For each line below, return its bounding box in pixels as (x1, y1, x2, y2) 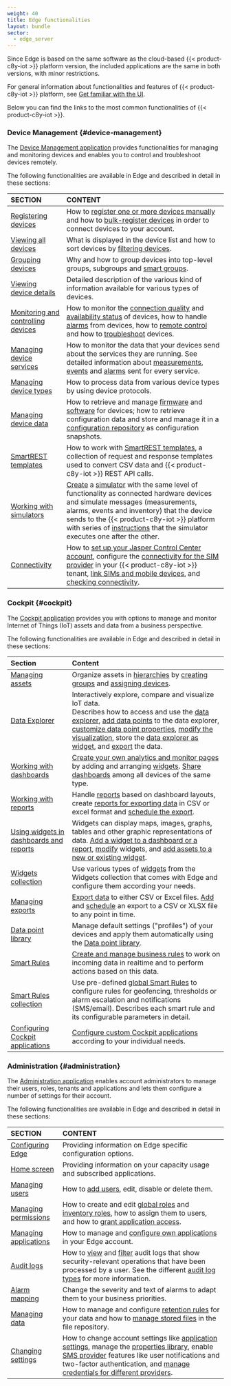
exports (10, 905, 36, 914)
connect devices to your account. (66, 224, 175, 234)
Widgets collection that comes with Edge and (71, 872, 218, 882)
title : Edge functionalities (7, 17, 91, 23)
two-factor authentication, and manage (62, 1359, 190, 1369)
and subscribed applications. (62, 1169, 156, 1178)
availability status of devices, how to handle (66, 312, 208, 321)
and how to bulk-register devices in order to (66, 215, 210, 225)
